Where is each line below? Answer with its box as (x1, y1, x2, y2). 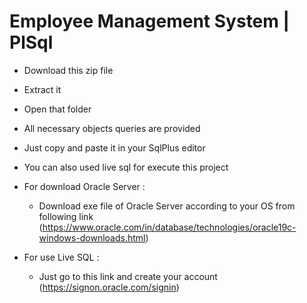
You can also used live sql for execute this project (23, 161, 229, 173)
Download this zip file (23, 64, 114, 76)
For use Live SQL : (23, 251, 100, 263)
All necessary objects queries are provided (23, 122, 201, 134)
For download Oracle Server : (23, 180, 146, 192)
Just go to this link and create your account (38, 270, 218, 282)
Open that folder (23, 103, 92, 115)
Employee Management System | (9, 10, 290, 33)
